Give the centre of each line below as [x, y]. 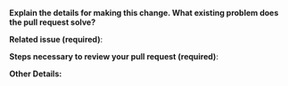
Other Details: [36, 74]
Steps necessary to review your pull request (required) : [114, 56]
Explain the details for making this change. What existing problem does [144, 13]
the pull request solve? [53, 22]
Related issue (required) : [56, 39]
